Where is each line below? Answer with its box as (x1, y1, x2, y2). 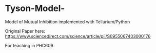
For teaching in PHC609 (5, 42, 54, 48)
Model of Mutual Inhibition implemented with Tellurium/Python (5, 19, 130, 25)
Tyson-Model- (5, 3, 65, 14)
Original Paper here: (5, 28, 45, 34)
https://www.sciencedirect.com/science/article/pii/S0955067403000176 (5, 33, 151, 39)
